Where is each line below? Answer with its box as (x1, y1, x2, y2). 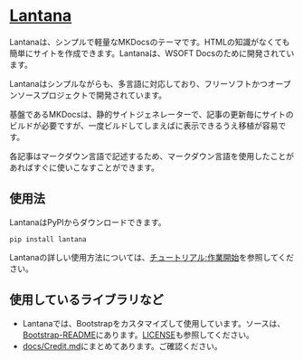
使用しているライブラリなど (9, 292, 165, 308)
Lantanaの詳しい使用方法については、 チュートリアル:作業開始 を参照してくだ (9, 251, 295, 262)
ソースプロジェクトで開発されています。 (16, 90, 167, 100)
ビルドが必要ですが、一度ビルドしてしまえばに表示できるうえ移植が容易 (9, 119, 279, 131)
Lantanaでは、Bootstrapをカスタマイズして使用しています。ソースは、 (22, 317, 286, 328)
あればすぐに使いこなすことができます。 (9, 162, 160, 173)
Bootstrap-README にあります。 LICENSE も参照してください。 (22, 329, 255, 340)
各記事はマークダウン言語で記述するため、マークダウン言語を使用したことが (9, 150, 294, 161)
